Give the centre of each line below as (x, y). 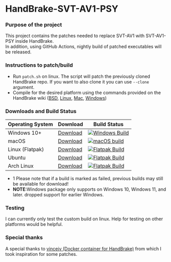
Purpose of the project (34, 25)
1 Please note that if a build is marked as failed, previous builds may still (88, 179)
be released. (18, 52)
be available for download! (41, 184)
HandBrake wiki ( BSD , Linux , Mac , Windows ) (60, 98)
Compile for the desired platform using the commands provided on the (87, 93)
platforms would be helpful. (34, 224)
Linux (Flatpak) (26, 150)
